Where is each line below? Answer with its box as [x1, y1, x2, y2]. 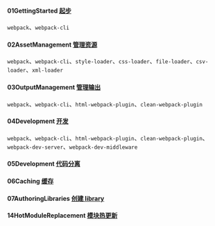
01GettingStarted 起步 [7, 6, 71, 15]
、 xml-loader [25, 66, 64, 74]
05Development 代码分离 [7, 160, 81, 168]
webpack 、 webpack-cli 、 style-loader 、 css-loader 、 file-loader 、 [7, 57, 196, 65]
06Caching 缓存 [7, 177, 54, 185]
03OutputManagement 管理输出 [7, 83, 101, 91]
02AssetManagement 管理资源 [7, 40, 98, 49]
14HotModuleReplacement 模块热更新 [7, 211, 118, 220]
